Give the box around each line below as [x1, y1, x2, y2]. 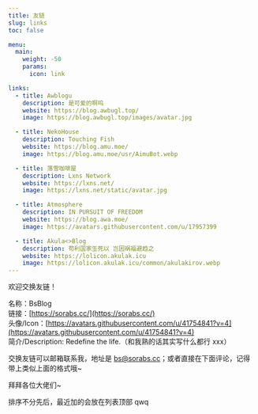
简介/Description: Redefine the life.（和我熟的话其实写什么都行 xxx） [8, 337, 231, 347]
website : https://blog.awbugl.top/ [22, 106, 140, 115]
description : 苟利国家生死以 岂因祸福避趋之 [22, 245, 155, 253]
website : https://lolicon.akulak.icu [22, 252, 147, 260]
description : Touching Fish [22, 135, 114, 143]
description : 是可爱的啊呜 [22, 99, 104, 107]
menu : [8, 40, 26, 48]
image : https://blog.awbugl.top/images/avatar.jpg [22, 114, 193, 122]
